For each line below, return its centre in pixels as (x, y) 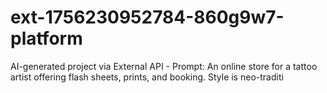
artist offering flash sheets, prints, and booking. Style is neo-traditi (147, 77)
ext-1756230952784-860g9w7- (147, 17)
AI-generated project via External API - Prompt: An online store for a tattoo (164, 66)
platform (46, 38)
